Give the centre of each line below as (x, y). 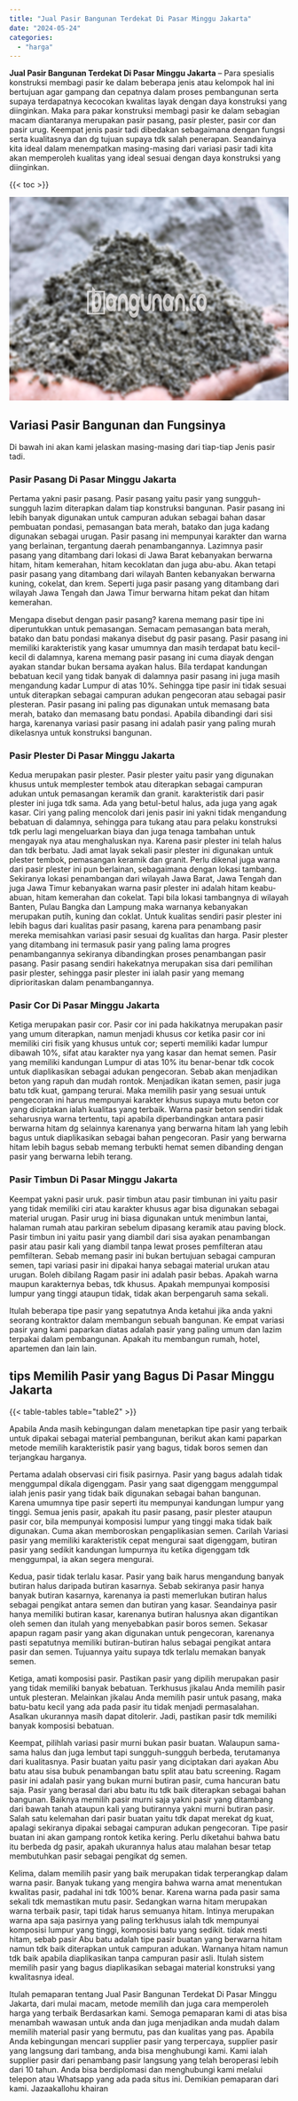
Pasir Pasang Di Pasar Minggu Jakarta (93, 479)
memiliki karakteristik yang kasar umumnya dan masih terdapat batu (134, 647)
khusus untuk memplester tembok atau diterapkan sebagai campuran (136, 785)
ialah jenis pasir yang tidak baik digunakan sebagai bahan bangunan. (135, 1493)
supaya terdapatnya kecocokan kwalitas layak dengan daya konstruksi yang (148, 101)
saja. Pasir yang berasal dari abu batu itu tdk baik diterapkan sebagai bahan (148, 1789)
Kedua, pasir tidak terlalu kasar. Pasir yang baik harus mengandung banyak (147, 1576)
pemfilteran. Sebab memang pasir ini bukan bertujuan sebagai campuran (143, 1255)
